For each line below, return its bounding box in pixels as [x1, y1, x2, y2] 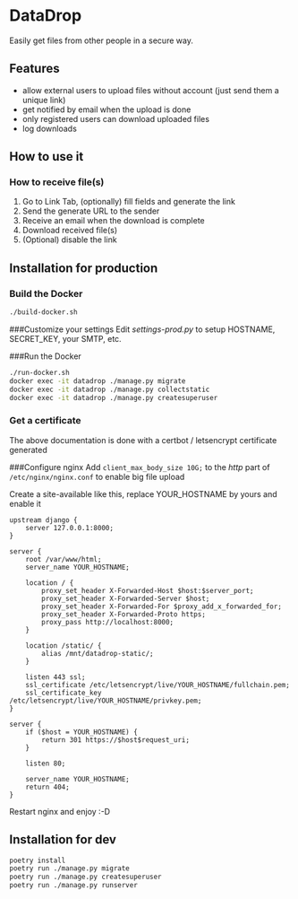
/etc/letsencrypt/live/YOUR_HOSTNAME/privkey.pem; [9, 696, 202, 705]
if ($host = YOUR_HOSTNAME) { [25, 728, 139, 737]
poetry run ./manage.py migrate [9, 864, 130, 873]
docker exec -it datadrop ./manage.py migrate [9, 376, 186, 386]
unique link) [21, 94, 66, 105]
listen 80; [25, 759, 66, 768]
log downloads [21, 123, 78, 134]
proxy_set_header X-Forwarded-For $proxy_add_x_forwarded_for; [41, 602, 282, 611]
